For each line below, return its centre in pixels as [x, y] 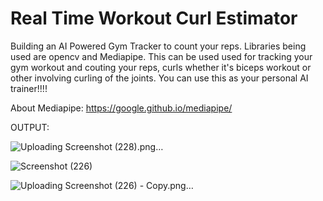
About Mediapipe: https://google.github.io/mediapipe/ [121, 108]
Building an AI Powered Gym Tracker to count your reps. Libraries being [158, 46]
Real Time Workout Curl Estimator [154, 18]
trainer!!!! [29, 88]
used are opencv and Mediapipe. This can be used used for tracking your [161, 56]
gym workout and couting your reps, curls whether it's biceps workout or [161, 67]
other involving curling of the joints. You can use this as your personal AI [159, 78]
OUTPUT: [30, 127]
